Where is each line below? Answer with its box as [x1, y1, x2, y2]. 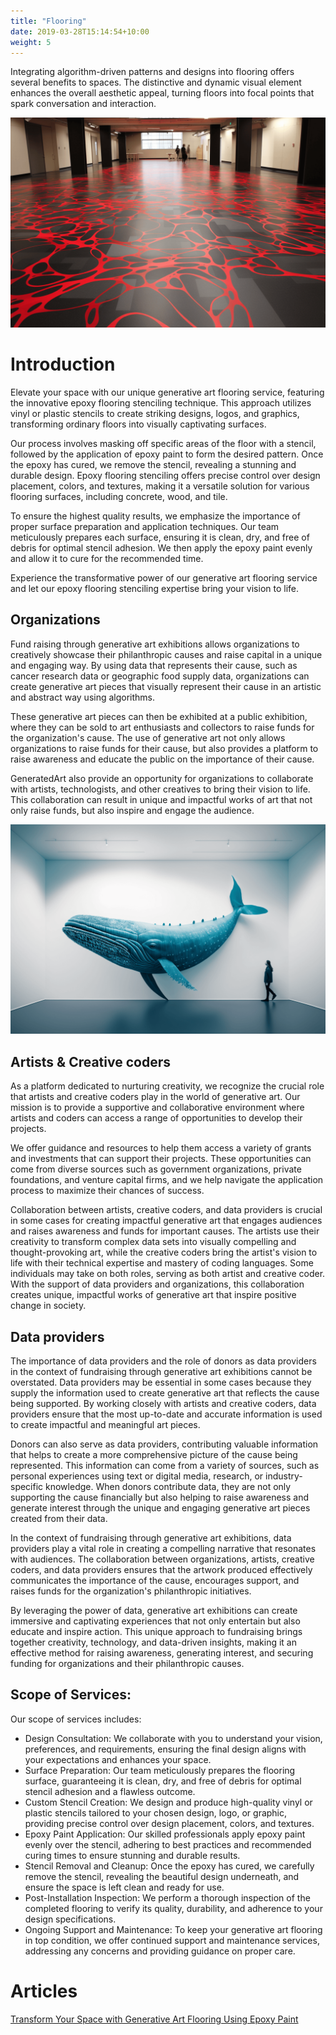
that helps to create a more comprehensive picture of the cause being [10, 1449, 298, 1461]
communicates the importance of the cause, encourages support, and [10, 1575, 300, 1587]
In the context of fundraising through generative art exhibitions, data [10, 1532, 292, 1544]
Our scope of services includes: [10, 1713, 142, 1725]
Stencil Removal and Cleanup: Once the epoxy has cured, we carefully [24, 1860, 315, 1872]
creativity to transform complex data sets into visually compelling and [10, 1236, 297, 1248]
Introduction [10, 353, 116, 376]
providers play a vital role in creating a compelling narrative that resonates [10, 1543, 317, 1555]
